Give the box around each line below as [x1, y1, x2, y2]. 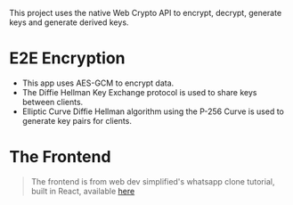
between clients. [21, 96, 84, 107]
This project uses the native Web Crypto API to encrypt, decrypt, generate [9, 8, 282, 18]
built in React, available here [30, 185, 135, 196]
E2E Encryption [9, 48, 126, 69]
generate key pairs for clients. [21, 115, 132, 126]
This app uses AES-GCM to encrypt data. [21, 78, 175, 88]
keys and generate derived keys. [9, 17, 129, 28]
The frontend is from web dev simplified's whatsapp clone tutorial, [30, 176, 275, 186]
